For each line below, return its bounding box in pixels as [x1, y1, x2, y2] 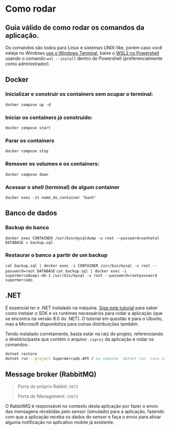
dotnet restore [5, 351, 37, 356]
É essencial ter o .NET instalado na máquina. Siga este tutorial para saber [5, 305, 158, 311]
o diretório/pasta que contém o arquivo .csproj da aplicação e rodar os [5, 336, 154, 342]
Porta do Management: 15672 [17, 393, 78, 400]
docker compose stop [5, 149, 49, 154]
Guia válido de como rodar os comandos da [5, 23, 145, 32]
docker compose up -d [5, 102, 51, 107]
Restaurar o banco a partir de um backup [5, 252, 108, 259]
